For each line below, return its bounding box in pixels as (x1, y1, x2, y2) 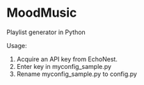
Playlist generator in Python (6, 28, 86, 36)
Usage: (6, 41, 27, 49)
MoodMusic (6, 5, 77, 21)
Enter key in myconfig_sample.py (16, 62, 112, 70)
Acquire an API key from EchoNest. (16, 54, 118, 63)
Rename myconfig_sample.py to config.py (16, 70, 137, 78)
